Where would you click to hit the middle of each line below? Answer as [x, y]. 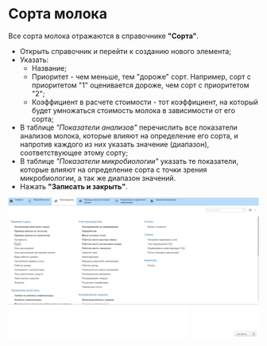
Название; [49, 68]
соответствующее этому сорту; [74, 153]
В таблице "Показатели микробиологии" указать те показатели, [129, 161]
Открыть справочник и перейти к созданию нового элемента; [126, 51]
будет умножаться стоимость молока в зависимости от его [133, 110]
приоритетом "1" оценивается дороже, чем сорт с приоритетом [140, 85]
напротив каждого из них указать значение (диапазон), [114, 144]
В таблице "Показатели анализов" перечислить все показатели [129, 127]
